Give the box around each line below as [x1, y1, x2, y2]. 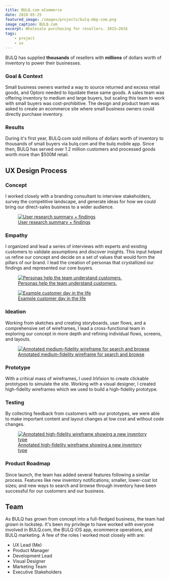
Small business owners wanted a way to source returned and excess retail [5, 84, 160, 90]
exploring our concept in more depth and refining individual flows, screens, [5, 330, 162, 337]
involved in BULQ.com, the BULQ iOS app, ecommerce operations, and [5, 527, 153, 533]
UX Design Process [5, 166, 67, 175]
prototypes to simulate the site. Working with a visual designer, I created [5, 381, 156, 387]
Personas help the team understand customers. [18, 280, 117, 286]
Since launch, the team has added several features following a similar [5, 471, 150, 478]
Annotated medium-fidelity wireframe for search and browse [18, 351, 145, 357]
